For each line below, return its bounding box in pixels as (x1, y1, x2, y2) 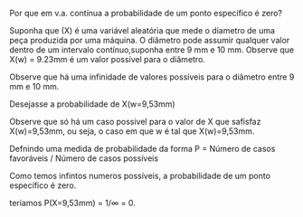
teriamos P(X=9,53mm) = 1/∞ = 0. (9, 198, 136, 208)
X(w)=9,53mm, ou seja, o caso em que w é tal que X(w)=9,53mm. (9, 126, 255, 137)
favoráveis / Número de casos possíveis (9, 153, 159, 164)
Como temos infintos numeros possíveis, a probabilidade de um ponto (9, 171, 271, 181)
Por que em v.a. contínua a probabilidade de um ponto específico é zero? (9, 8, 283, 18)
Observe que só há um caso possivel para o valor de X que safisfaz (9, 117, 261, 127)
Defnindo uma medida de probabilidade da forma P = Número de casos (9, 144, 276, 154)
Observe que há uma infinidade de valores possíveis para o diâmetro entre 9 (9, 71, 295, 82)
